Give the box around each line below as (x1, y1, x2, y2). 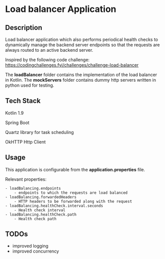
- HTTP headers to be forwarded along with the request (14, 199, 133, 204)
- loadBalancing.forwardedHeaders (5, 194, 77, 200)
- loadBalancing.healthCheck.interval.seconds (5, 203, 103, 208)
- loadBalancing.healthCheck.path (5, 212, 77, 217)
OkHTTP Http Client (5, 138, 46, 145)
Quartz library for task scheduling (5, 129, 74, 135)
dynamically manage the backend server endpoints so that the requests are (5, 42, 160, 48)
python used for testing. (5, 82, 55, 88)
